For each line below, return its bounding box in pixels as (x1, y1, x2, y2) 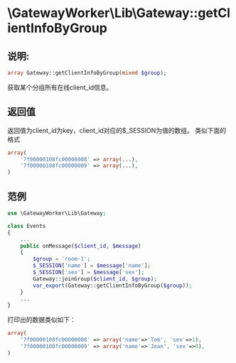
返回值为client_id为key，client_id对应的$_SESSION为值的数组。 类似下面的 (7, 126, 227, 134)
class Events (7, 222, 46, 229)
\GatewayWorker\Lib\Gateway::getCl (7, 5, 231, 21)
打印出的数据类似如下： (7, 315, 76, 324)
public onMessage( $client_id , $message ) (20, 242, 141, 249)
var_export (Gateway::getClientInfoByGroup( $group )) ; (33, 282, 193, 289)
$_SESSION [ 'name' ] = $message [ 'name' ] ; (33, 262, 151, 269)
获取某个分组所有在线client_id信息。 (7, 83, 113, 92)
